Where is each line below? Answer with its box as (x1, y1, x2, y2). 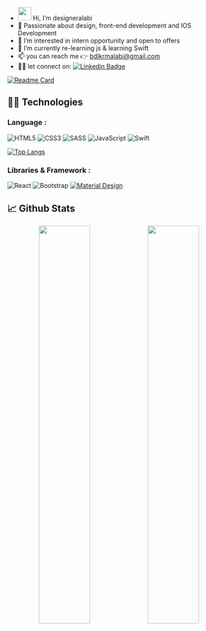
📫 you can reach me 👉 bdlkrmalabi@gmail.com (17, 52, 161, 60)
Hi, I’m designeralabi (33, 14, 93, 22)
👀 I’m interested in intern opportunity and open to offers (17, 36, 181, 45)
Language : (7, 118, 47, 128)
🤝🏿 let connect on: (17, 62, 72, 70)
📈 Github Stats (7, 203, 76, 215)
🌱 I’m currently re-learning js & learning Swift (17, 44, 149, 52)
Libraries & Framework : (7, 165, 91, 175)
